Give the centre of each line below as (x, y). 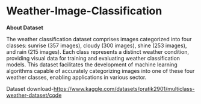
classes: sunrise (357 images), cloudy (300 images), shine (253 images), (97, 45)
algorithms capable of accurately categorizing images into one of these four (100, 71)
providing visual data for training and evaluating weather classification (93, 58)
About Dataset (25, 27)
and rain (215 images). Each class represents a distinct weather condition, (98, 51)
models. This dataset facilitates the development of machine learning (92, 65)
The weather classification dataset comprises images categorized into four (99, 39)
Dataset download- (30, 88)
